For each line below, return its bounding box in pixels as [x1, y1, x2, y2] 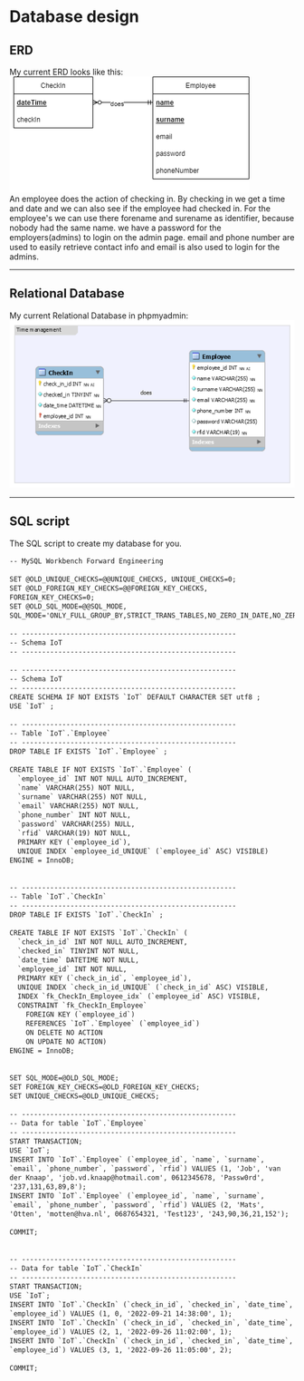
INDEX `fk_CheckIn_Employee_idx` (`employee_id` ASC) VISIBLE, [17, 991, 261, 1001]
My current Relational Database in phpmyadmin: [9, 310, 189, 321]
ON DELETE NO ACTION [25, 1027, 103, 1037]
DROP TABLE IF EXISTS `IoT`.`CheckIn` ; [9, 909, 165, 919]
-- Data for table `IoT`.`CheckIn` [9, 1263, 144, 1273]
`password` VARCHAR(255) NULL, [17, 819, 136, 829]
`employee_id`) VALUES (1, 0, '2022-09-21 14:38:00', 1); [9, 1308, 233, 1318]
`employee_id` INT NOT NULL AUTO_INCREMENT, [17, 773, 188, 783]
